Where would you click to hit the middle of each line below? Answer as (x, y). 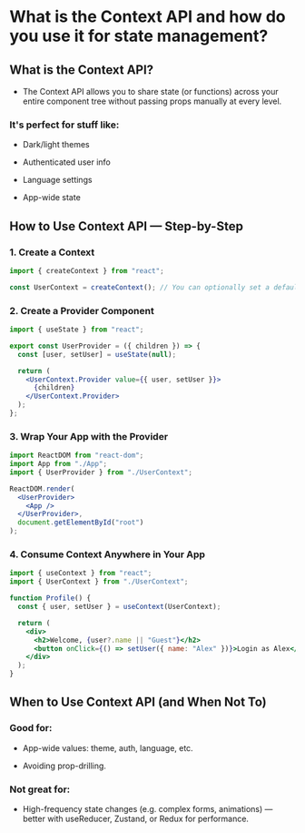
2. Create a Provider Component (82, 310)
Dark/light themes (56, 145)
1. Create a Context (52, 252)
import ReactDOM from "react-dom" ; (77, 456)
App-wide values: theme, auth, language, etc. (108, 747)
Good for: (31, 728)
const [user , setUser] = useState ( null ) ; (97, 354)
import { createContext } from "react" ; (87, 270)
